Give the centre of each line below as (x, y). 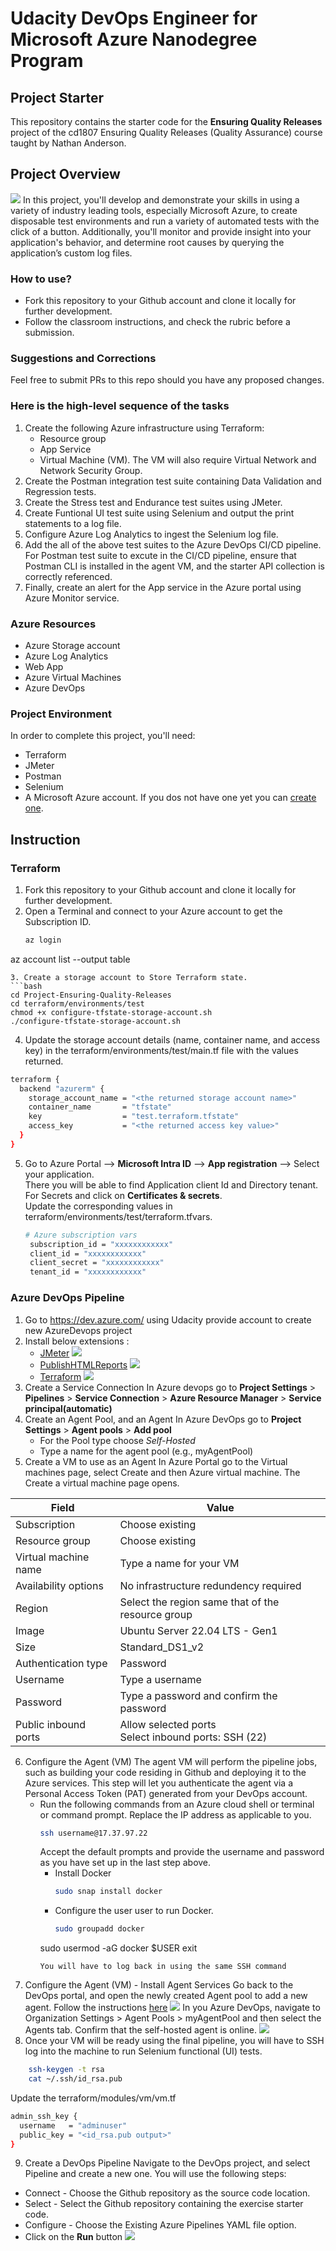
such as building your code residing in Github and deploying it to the (165, 1772)
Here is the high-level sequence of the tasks (120, 406)
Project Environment (61, 714)
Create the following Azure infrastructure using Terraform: (144, 428)
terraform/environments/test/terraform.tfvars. (118, 1216)
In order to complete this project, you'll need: (103, 736)
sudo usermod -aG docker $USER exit (118, 1948)
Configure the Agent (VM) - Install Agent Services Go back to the (159, 1985)
